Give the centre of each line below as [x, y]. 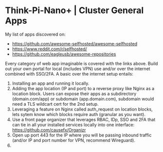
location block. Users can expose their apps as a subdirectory [74, 94]
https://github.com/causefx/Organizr [49, 130]
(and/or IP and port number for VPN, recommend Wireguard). [73, 140]
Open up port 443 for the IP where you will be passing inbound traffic [82, 135]
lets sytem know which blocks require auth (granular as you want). [79, 114]
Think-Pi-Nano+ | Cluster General [74, 10]
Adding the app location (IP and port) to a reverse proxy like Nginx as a [83, 88]
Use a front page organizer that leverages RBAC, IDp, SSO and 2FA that [84, 119]
